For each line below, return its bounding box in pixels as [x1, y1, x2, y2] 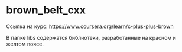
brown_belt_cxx [6, 4, 86, 17]
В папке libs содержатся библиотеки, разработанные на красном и [6, 34, 176, 41]
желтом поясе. [6, 40, 44, 47]
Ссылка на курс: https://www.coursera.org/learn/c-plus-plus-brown [6, 23, 174, 30]
